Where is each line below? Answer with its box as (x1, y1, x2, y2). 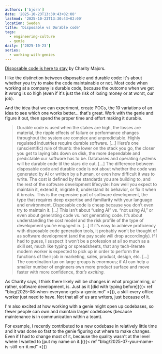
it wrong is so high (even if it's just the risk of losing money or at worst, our (5, 90, 154, 96)
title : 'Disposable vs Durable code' (5, 25, 81, 30)
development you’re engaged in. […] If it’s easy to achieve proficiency (16, 223, 156, 229)
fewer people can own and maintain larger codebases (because (5, 309, 132, 315)
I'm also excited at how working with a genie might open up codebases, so (5, 303, 154, 309)
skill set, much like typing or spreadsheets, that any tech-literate (16, 243, 145, 249)
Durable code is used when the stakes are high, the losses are (16, 125, 141, 131)
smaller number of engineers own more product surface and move (16, 264, 150, 270)
